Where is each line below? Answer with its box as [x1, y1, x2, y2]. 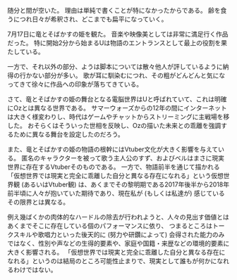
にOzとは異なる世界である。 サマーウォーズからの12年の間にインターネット [7, 104, 227, 112]
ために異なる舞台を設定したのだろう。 [13, 130, 125, 139]
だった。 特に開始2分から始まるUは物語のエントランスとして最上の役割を [7, 39, 221, 47]
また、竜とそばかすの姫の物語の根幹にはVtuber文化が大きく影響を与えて [7, 145, 219, 153]
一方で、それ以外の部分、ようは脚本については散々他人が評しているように [7, 63, 224, 70]
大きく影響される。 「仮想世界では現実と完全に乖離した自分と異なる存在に [7, 248, 226, 256]
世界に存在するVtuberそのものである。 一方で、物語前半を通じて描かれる [7, 163, 220, 171]
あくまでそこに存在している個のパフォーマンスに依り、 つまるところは [7, 222, 213, 230]
